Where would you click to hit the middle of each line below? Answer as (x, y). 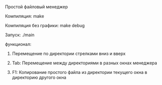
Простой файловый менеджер (36, 7)
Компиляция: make (25, 16)
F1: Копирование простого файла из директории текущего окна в (80, 72)
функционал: (18, 44)
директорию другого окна (39, 78)
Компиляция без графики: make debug (45, 26)
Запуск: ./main (20, 35)
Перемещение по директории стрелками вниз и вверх (69, 54)
